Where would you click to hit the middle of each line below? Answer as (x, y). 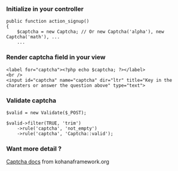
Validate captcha (31, 100)
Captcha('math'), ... (33, 37)
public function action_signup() (48, 22)
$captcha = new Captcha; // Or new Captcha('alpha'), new (90, 32)
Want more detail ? (34, 148)
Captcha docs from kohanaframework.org (58, 162)
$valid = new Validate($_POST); (46, 112)
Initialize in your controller (45, 9)
